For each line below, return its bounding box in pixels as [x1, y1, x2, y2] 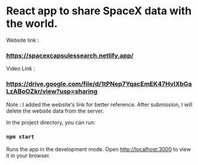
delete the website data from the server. [6, 107, 104, 114]
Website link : [6, 36, 39, 43]
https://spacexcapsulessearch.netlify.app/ [6, 51, 134, 60]
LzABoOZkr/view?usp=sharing [6, 88, 98, 96]
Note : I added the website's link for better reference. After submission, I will [6, 101, 193, 108]
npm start [6, 133, 34, 141]
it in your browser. [6, 152, 51, 159]
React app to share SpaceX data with [6, 4, 192, 18]
